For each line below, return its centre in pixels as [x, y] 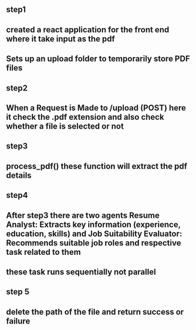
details [19, 175]
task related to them [43, 252]
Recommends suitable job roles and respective [94, 243]
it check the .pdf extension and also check [85, 117]
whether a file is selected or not [65, 126]
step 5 [18, 292]
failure [18, 321]
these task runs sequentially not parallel [81, 272]
